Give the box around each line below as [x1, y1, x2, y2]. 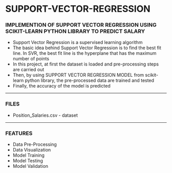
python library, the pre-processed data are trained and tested [25, 77, 155, 83]
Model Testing [12, 158, 44, 164]
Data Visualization [12, 147, 51, 153]
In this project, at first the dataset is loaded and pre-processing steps [12, 61, 159, 67]
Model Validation [12, 163, 49, 169]
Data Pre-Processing [12, 141, 57, 147]
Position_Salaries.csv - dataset [12, 112, 78, 118]
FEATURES [5, 129, 33, 137]
